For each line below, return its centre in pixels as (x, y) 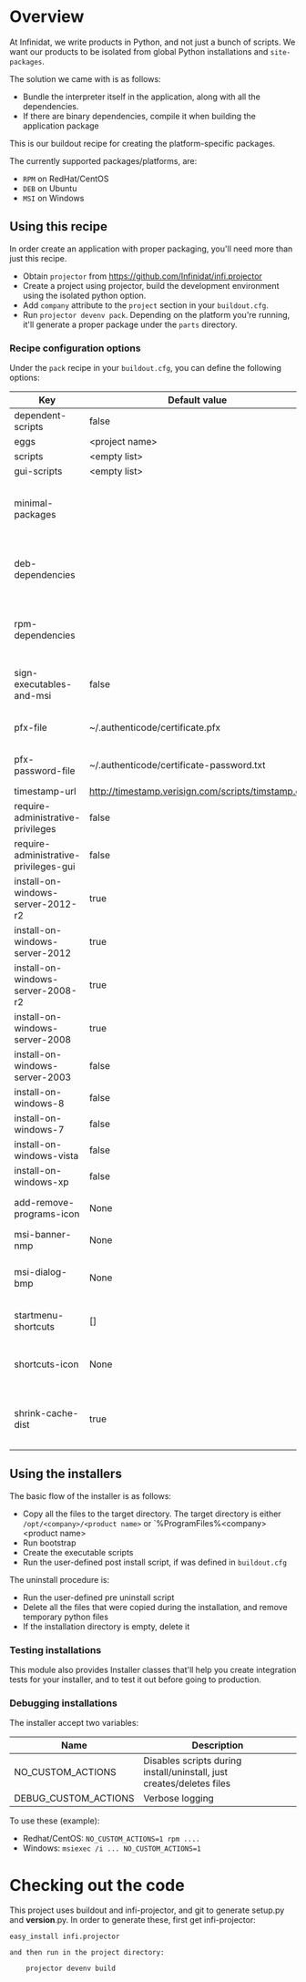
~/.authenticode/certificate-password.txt (178, 765)
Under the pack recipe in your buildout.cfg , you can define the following (146, 368)
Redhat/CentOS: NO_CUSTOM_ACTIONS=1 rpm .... (111, 1839)
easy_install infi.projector (65, 1937)
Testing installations (56, 1649)
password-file (45, 771)
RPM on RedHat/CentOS (66, 179)
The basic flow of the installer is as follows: (90, 1495)
